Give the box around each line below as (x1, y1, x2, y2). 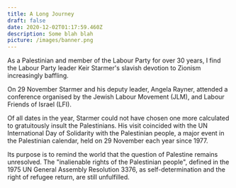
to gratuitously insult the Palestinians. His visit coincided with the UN (7, 121, 208, 130)
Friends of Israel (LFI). (7, 100, 72, 109)
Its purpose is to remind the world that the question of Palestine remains (7, 150, 218, 159)
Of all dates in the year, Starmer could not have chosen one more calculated (7, 114, 230, 123)
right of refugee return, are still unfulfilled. (7, 173, 130, 182)
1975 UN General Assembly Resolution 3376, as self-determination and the (7, 165, 225, 174)
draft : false (7, 17, 46, 24)
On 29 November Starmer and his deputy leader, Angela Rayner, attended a (7, 85, 228, 94)
